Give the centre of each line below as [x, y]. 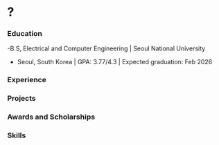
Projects [21, 99]
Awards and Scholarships [51, 117]
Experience [27, 80]
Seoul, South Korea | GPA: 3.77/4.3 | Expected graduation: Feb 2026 [115, 62]
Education [25, 34]
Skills [17, 135]
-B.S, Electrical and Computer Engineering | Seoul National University [106, 48]
